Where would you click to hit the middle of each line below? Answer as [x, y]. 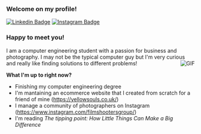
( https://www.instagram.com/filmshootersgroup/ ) [76, 112]
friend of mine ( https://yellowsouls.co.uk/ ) [67, 99]
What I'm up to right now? [39, 75]
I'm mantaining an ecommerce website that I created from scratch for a [102, 93]
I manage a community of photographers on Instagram [82, 105]
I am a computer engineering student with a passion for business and [92, 50]
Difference [28, 124]
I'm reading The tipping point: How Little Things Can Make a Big [94, 118]
